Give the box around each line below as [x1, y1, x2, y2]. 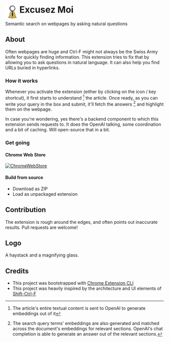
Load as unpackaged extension [12, 191, 78, 197]
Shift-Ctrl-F [12, 291, 37, 297]
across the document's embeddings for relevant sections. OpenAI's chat [12, 326, 163, 332]
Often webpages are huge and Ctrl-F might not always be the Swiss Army [5, 48, 158, 54]
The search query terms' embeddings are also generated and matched [12, 320, 159, 326]
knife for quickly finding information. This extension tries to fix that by [5, 54, 149, 60]
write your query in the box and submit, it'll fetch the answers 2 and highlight [5, 100, 164, 107]
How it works [5, 77, 38, 84]
